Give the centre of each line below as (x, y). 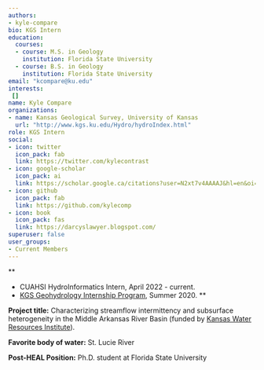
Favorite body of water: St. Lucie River (71, 342)
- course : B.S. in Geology (59, 67)
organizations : (33, 111)
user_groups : (29, 242)
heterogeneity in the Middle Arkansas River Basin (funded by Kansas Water (130, 318)
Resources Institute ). (42, 327)
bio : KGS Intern (35, 30)
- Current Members (38, 249)
